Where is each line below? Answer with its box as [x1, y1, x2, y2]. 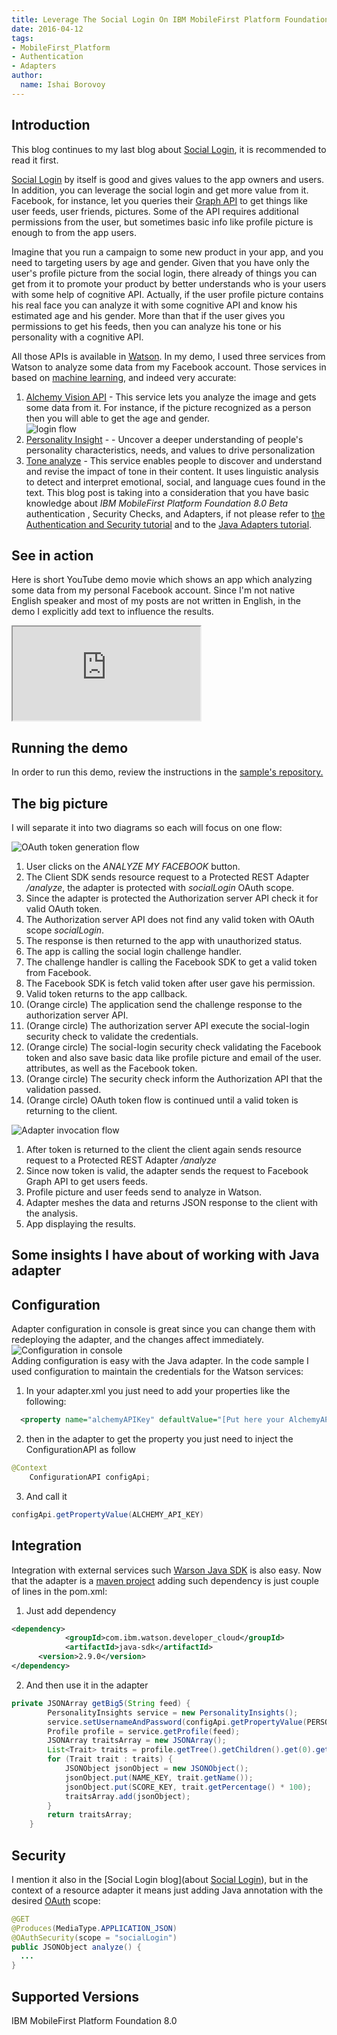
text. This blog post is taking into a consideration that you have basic [25, 486, 309, 498]
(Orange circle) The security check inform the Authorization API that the [25, 1073, 323, 1085]
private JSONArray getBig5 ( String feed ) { [11, 1698, 191, 1708]
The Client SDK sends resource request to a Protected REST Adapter [25, 871, 310, 883]
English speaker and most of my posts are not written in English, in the [11, 595, 301, 607]
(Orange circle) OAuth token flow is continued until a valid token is [25, 1094, 299, 1106]
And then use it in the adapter [25, 1679, 149, 1691]
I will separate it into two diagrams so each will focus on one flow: [11, 822, 283, 833]
